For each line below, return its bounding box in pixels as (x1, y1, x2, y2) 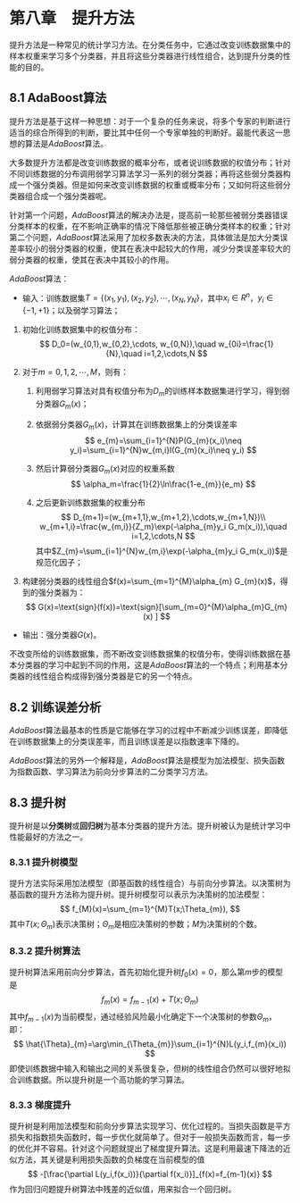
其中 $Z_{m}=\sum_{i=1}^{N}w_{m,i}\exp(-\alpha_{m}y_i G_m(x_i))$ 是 (35, 546, 288, 556)
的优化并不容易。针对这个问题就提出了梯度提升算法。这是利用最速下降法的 (9, 1143, 283, 1154)
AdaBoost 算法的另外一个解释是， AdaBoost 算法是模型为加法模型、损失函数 (9, 756, 286, 766)
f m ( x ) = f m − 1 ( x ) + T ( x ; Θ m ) (101, 994, 199, 1007)
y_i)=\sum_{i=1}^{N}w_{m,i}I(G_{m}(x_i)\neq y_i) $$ (70, 444, 257, 455)
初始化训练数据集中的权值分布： (21, 324, 140, 335)
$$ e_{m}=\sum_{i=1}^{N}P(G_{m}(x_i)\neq (84, 435, 243, 446)
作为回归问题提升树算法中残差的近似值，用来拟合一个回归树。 (9, 1184, 237, 1195)
